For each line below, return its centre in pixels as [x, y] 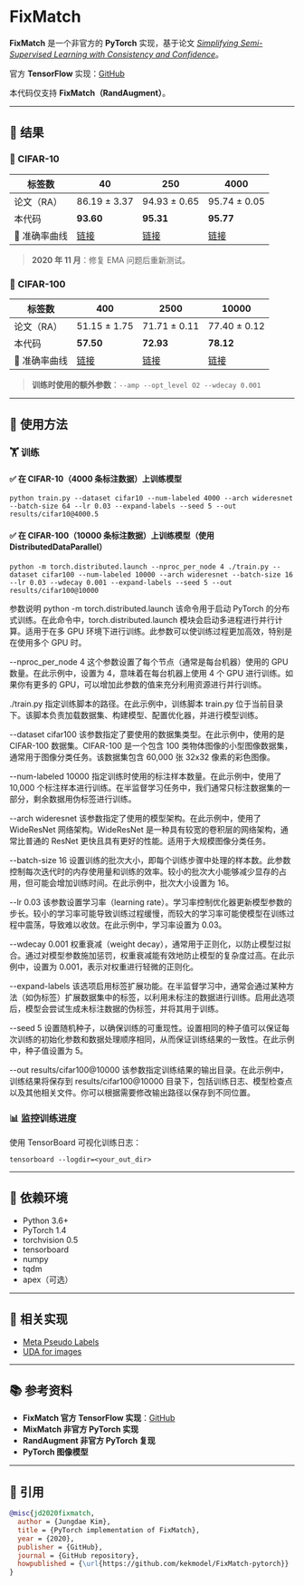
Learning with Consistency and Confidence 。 [139, 54]
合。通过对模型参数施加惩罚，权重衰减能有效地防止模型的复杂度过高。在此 [148, 955]
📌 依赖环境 [38, 1198]
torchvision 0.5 [50, 1240]
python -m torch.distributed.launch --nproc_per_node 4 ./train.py [139, 567]
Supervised [31, 54]
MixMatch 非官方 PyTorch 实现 [80, 1429]
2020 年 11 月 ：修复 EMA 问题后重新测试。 [110, 259]
